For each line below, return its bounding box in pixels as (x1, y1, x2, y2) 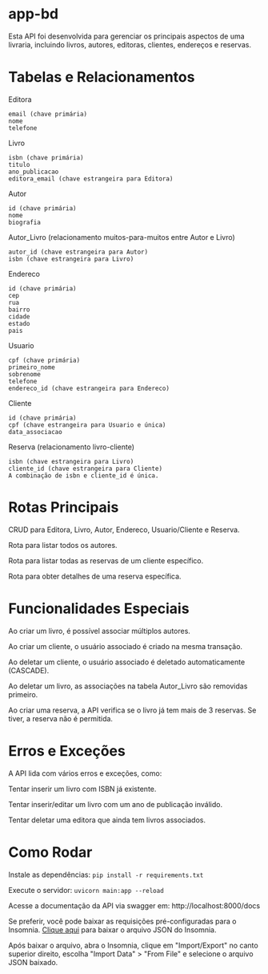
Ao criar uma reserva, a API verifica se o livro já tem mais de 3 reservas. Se (8, 705, 257, 715)
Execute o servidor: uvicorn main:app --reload (8, 885, 164, 895)
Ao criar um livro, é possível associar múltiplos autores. (8, 626, 190, 635)
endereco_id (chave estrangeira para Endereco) (8, 384, 170, 392)
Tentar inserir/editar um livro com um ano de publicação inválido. (8, 799, 222, 809)
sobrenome (8, 370, 42, 378)
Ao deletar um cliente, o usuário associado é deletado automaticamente (8, 657, 246, 667)
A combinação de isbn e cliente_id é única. (8, 471, 159, 480)
